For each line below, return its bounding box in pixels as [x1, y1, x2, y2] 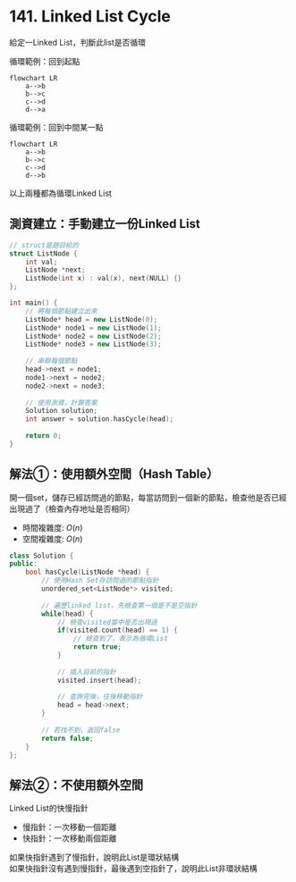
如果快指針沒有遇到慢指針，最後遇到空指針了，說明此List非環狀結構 [9, 863, 258, 874]
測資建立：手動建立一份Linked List [9, 216, 201, 231]
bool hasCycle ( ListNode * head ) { [25, 567, 150, 577]
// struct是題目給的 [9, 240, 79, 249]
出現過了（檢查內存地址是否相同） [9, 503, 135, 514]
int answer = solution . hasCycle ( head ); [25, 415, 174, 424]
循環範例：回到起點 [9, 55, 80, 66]
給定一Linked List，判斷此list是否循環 [9, 37, 146, 47]
